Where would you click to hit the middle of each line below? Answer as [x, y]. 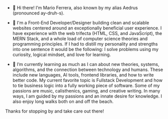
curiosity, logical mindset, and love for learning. [62, 54]
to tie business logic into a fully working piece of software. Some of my [86, 85]
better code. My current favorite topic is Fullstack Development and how [87, 80]
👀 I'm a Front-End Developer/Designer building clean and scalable [81, 23]
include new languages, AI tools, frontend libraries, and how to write [83, 75]
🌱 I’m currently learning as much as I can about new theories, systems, [86, 64]
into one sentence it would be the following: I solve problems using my [86, 49]
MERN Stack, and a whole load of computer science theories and [80, 38]
